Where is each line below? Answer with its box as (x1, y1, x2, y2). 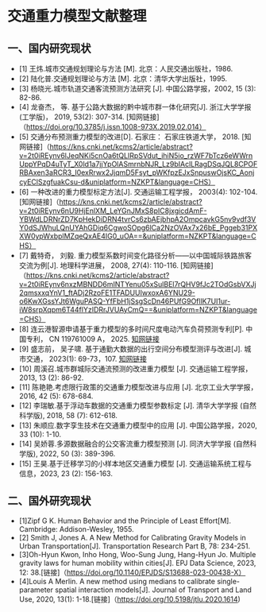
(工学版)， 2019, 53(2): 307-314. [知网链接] (18, 112, 160, 122)
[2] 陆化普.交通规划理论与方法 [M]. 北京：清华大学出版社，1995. (18, 74, 228, 83)
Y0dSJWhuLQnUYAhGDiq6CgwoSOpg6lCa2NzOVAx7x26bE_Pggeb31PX (18, 223, 258, 232)
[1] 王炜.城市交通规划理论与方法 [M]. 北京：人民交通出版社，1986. (18, 64, 233, 73)
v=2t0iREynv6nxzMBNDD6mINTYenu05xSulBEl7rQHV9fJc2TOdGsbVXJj (18, 280, 256, 289)
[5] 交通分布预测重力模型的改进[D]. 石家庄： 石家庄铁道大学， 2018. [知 (18, 132, 252, 141)
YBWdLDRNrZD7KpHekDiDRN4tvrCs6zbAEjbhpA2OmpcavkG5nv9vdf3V (18, 215, 256, 223)
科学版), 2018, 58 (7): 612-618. (18, 411, 118, 420)
